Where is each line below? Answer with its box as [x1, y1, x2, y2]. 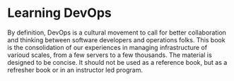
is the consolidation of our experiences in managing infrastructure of [7, 43, 207, 51]
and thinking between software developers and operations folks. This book [7, 35, 226, 44]
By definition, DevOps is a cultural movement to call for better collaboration [7, 28, 226, 37]
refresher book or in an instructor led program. [7, 66, 144, 74]
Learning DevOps [7, 5, 112, 21]
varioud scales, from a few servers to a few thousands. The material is [7, 51, 212, 59]
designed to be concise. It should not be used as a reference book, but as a [7, 58, 228, 66]
